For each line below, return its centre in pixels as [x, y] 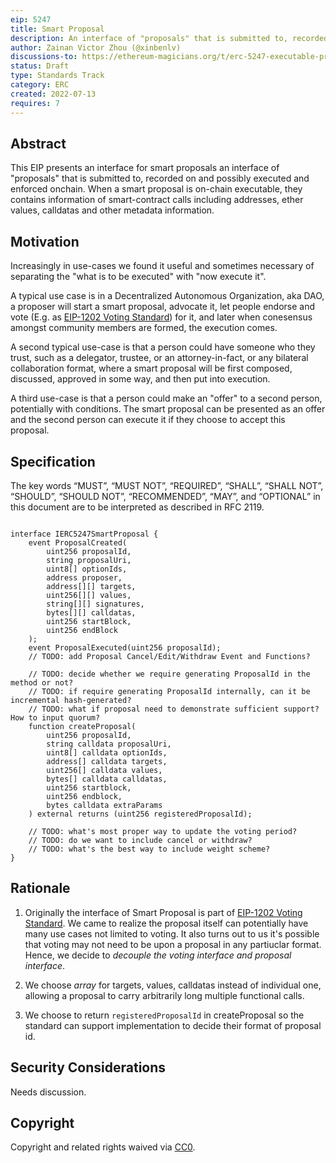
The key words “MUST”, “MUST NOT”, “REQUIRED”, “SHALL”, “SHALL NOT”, [167, 485]
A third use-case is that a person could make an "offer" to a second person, [166, 398]
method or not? [42, 682]
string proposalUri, [89, 560]
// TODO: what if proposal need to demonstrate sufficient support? [174, 709]
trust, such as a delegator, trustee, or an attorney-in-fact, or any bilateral [159, 358]
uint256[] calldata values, [104, 770]
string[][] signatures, [95, 604]
